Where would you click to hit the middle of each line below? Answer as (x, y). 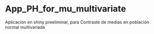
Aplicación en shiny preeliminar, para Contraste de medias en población (77, 22)
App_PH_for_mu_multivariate (66, 9)
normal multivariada (25, 27)
